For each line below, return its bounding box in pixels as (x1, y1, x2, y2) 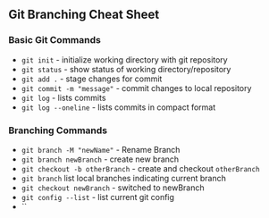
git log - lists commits (21, 92, 106, 103)
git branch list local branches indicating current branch (21, 172, 227, 183)
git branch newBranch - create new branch (21, 154, 180, 164)
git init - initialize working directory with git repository (21, 54, 229, 65)
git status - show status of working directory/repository (21, 63, 231, 74)
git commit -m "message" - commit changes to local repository (21, 82, 252, 93)
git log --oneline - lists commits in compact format (21, 102, 216, 113)
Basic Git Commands (8, 34, 102, 46)
